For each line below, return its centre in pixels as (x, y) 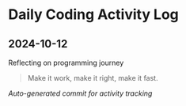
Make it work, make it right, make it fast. (93, 78)
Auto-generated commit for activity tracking (80, 93)
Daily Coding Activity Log (94, 15)
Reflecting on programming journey (66, 62)
